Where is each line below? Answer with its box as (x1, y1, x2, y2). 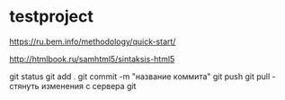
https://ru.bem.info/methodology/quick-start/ (9, 36, 176, 47)
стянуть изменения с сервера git (9, 80, 137, 91)
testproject (9, 6, 94, 27)
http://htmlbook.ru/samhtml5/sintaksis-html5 (9, 53, 175, 64)
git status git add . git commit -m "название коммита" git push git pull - (9, 70, 276, 82)
